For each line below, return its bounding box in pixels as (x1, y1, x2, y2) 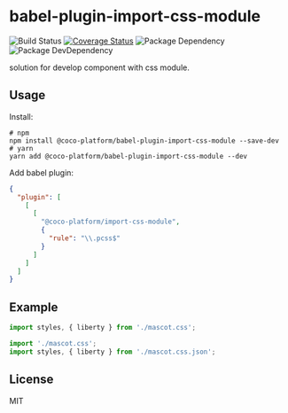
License (9, 372, 54, 387)
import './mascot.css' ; (9, 339, 97, 347)
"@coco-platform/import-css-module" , (41, 217, 180, 227)
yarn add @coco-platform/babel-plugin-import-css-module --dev (9, 152, 248, 160)
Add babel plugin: (9, 167, 74, 178)
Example (9, 300, 58, 315)
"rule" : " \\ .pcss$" (48, 234, 121, 243)
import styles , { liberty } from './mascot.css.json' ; (9, 347, 216, 356)
